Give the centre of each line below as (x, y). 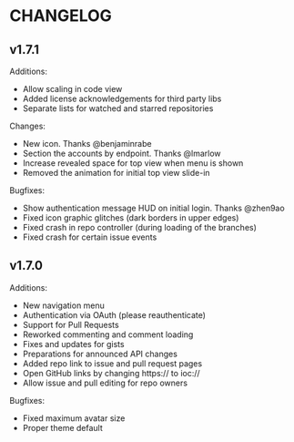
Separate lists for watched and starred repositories (118, 108)
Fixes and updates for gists (73, 344)
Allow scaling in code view (72, 89)
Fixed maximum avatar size (74, 418)
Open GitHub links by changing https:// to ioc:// (111, 373)
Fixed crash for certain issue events (90, 237)
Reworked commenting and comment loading (108, 334)
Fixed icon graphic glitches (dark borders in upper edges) (131, 218)
